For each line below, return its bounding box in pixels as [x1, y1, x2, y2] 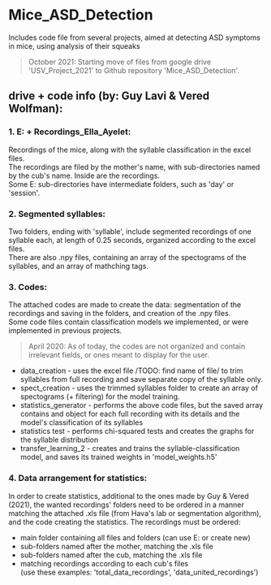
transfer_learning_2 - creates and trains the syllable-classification [19, 444, 240, 453]
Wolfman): [8, 102, 63, 115]
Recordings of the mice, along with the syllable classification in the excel [8, 145, 252, 154]
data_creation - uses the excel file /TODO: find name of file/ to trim [19, 366, 243, 375]
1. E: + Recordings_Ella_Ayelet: [8, 126, 131, 137]
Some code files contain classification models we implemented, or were [8, 317, 249, 327]
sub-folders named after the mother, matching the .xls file [19, 541, 213, 551]
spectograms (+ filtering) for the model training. [19, 392, 180, 401]
